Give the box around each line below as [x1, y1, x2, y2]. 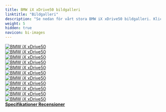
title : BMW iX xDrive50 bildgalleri [5, 7, 81, 12]
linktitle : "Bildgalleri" [5, 12, 58, 17]
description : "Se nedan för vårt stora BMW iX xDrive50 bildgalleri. [5, 16, 152, 21]
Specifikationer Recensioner [5, 102, 65, 107]
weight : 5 [5, 21, 26, 26]
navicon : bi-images [5, 30, 45, 35]
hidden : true [5, 26, 32, 31]
